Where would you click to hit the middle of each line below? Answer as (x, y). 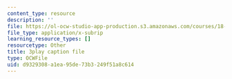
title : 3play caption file (46, 52)
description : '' (30, 20)
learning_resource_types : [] (49, 39)
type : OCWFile (28, 58)
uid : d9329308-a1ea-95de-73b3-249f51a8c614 (71, 65)
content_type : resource (41, 13)
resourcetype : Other (37, 45)
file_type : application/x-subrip (55, 33)
